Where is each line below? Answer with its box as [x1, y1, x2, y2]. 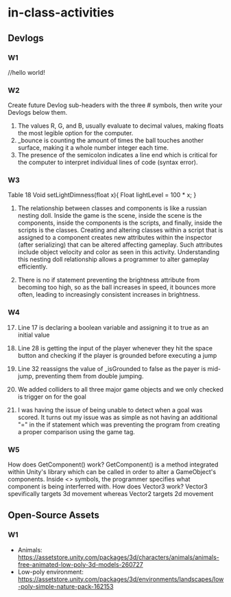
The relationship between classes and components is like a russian [17, 204, 208, 212]
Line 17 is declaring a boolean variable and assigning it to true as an [17, 323, 209, 331]
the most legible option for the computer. [17, 129, 134, 137]
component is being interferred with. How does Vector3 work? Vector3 [8, 482, 208, 491]
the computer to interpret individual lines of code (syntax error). [17, 158, 198, 166]
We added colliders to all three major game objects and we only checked [17, 385, 223, 393]
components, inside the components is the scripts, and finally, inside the [17, 218, 222, 227]
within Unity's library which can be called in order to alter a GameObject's [8, 468, 217, 476]
